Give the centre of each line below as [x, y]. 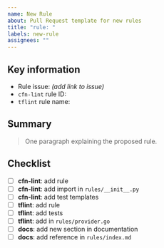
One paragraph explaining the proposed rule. [91, 141]
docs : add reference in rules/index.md [75, 237]
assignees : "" [29, 41]
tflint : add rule [39, 205]
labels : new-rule [33, 34]
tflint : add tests [40, 213]
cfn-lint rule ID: [42, 94]
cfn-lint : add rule [43, 181]
